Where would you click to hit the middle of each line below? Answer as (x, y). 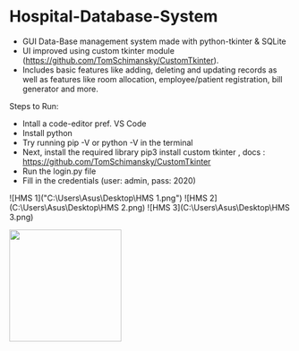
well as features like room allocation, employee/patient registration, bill (152, 79)
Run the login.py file (59, 171)
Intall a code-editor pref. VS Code (84, 124)
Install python (47, 133)
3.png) (21, 217)
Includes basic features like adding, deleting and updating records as (149, 70)
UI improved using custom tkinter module (98, 50)
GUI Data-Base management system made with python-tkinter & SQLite (154, 41)
